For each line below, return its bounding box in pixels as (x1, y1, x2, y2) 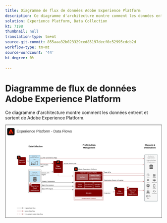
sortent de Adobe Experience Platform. (5, 115, 85, 121)
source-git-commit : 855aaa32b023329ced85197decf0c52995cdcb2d (5, 40, 136, 45)
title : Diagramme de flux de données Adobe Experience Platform (5, 8, 141, 13)
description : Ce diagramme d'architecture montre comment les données (5, 13, 154, 18)
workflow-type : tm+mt (5, 45, 50, 50)
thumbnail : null (5, 29, 39, 34)
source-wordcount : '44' (5, 50, 55, 55)
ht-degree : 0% (5, 55, 35, 60)
